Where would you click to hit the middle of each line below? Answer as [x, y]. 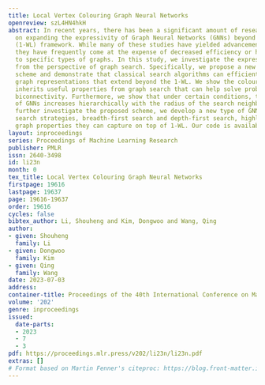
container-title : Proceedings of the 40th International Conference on [128, 295]
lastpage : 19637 [35, 192]
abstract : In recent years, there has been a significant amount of [123, 30]
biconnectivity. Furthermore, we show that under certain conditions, [134, 96]
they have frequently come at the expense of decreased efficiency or [134, 52]
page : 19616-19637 [38, 199]
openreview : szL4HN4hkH [47, 23]
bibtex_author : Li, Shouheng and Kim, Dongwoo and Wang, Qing [112, 221]
